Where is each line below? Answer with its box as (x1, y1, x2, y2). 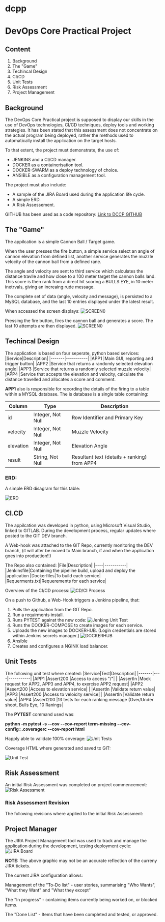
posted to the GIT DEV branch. (5, 533, 67, 538)
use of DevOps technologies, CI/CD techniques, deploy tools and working (5, 122, 155, 128)
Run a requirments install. (12, 612, 64, 618)
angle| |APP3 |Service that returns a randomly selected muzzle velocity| (5, 366, 151, 372)
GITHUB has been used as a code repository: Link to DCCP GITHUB (5, 211, 142, 217)
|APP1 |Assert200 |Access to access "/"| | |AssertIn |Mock (32, 676, 151, 682)
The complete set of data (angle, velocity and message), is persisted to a (5, 293, 153, 299)
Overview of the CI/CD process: (5, 587, 70, 593)
